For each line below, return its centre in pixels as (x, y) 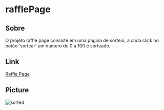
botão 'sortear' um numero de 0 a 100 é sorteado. (58, 46)
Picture (17, 90)
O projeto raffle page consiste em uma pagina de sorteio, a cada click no (82, 40)
